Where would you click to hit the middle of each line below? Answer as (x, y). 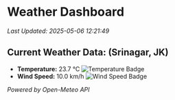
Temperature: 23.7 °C (48, 68)
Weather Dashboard (66, 12)
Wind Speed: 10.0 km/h (50, 76)
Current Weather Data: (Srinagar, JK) (88, 52)
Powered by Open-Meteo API (49, 89)
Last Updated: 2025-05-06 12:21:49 (58, 31)
